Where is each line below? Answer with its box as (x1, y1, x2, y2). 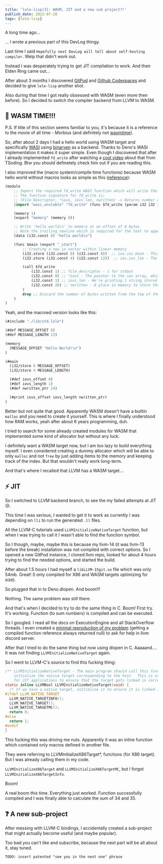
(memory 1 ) (14, 211, 36, 216)
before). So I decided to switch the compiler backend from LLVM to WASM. (5, 98, 155, 103)
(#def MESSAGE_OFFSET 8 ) (5, 328, 55, 333)
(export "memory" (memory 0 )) (14, 216, 75, 220)
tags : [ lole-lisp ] (5, 16, 42, 21)
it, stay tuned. (5, 845, 33, 851)
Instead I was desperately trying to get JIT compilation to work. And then (5, 63, 151, 69)
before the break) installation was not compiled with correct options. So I (5, 547, 151, 552)
